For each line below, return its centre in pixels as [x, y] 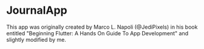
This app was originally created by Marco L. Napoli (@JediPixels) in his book [102, 27]
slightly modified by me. [36, 39]
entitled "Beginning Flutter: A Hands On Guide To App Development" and [97, 33]
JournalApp [37, 10]
